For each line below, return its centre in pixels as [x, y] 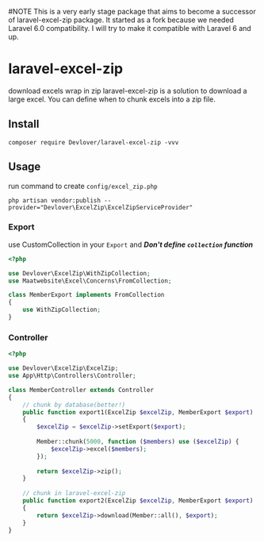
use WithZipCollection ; [62, 310]
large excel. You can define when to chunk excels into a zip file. [112, 99]
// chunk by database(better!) [74, 405]
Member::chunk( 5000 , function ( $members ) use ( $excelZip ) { [138, 442]
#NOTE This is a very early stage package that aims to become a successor [132, 12]
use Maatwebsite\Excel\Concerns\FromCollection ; [90, 281]
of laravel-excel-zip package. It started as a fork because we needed [121, 20]
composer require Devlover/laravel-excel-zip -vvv [94, 142]
